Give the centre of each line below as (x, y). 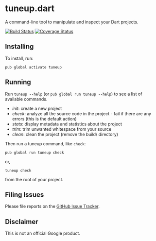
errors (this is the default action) (44, 119)
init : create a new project (37, 108)
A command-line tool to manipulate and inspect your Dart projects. (72, 22)
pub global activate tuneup (34, 67)
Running (18, 82)
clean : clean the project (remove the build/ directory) (65, 134)
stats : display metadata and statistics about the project (67, 124)
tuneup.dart (30, 9)
